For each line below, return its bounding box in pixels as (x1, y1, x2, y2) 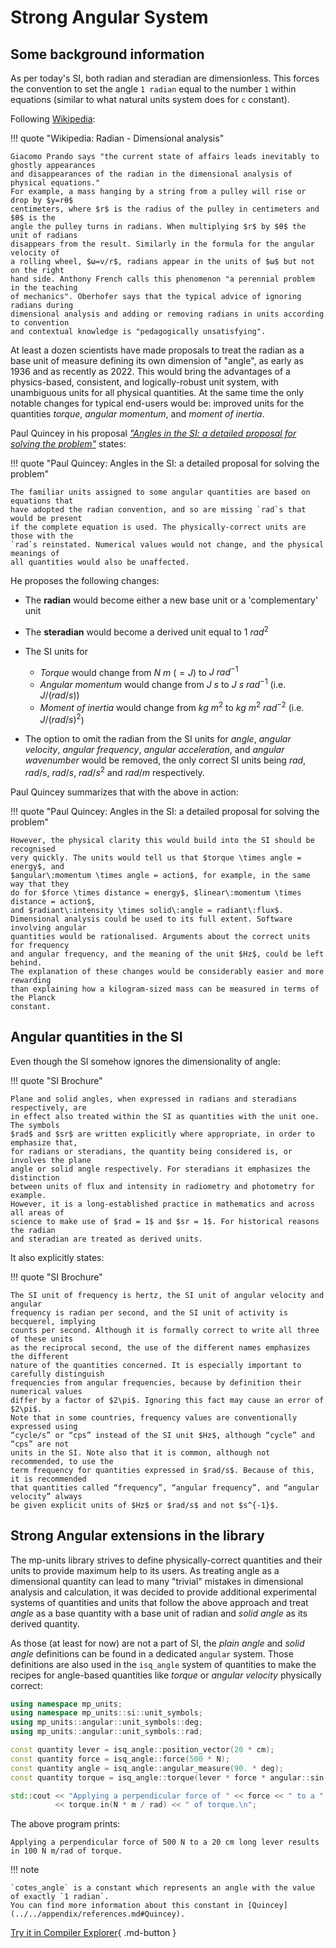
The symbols (10, 1120, 60, 1130)
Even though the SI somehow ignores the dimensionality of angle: (10, 1055, 281, 1067)
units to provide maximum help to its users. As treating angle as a (10, 1564, 280, 1576)
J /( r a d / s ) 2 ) (39, 712, 85, 726)
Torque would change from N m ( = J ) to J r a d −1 (39, 664, 239, 678)
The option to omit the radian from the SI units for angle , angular (24, 733, 292, 745)
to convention (10, 318, 70, 328)
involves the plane (10, 1155, 92, 1165)
